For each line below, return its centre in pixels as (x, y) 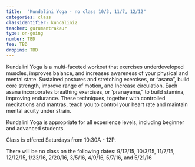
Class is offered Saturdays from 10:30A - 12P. (61, 140)
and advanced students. (35, 128)
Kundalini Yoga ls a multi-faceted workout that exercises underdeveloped (95, 67)
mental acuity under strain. (39, 110)
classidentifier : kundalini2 (42, 22)
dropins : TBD (22, 50)
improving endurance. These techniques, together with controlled (86, 98)
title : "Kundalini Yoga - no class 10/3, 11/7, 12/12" (76, 12)
